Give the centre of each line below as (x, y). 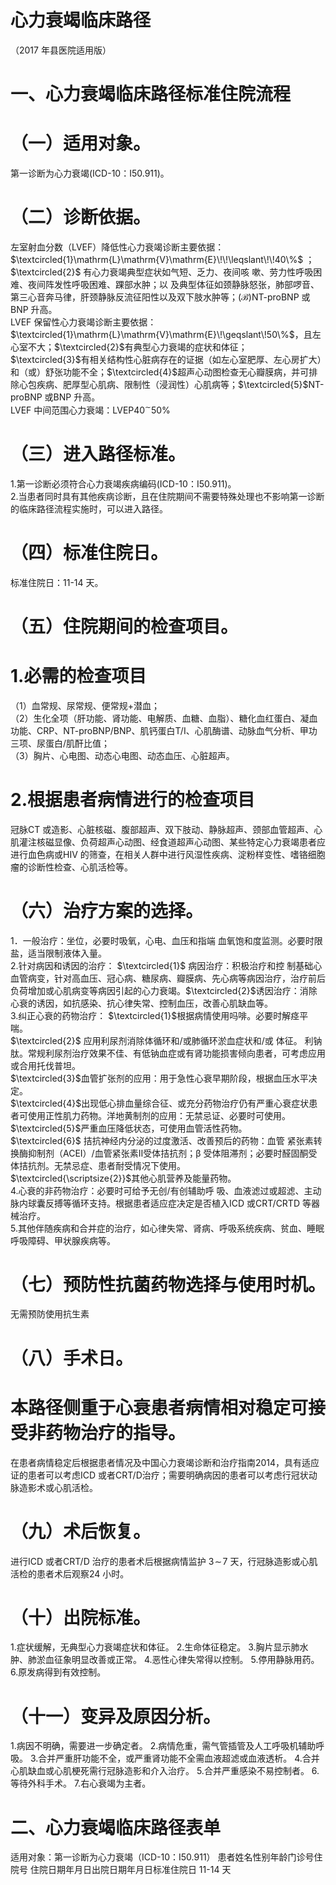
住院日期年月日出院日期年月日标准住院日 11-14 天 (130, 1870)
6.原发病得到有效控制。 (58, 1672)
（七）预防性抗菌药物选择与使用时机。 (168, 1284)
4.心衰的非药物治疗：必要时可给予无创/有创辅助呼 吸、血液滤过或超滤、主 (161, 1190)
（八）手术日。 (72, 1358)
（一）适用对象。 (81, 143)
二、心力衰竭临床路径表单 (116, 1827)
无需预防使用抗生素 (50, 1314)
